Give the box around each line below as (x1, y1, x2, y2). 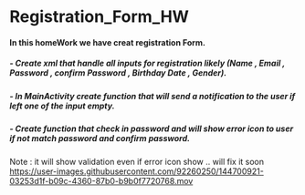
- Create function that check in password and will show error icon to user (9, 123, 294, 134)
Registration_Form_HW (9, 6, 190, 27)
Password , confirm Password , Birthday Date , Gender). (9, 67, 227, 78)
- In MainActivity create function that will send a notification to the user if (9, 90, 296, 101)
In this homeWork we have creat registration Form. (9, 36, 205, 47)
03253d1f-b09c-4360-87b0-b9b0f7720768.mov (9, 175, 194, 186)
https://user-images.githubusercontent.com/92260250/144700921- (9, 166, 265, 177)
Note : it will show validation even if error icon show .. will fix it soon (9, 156, 265, 167)
